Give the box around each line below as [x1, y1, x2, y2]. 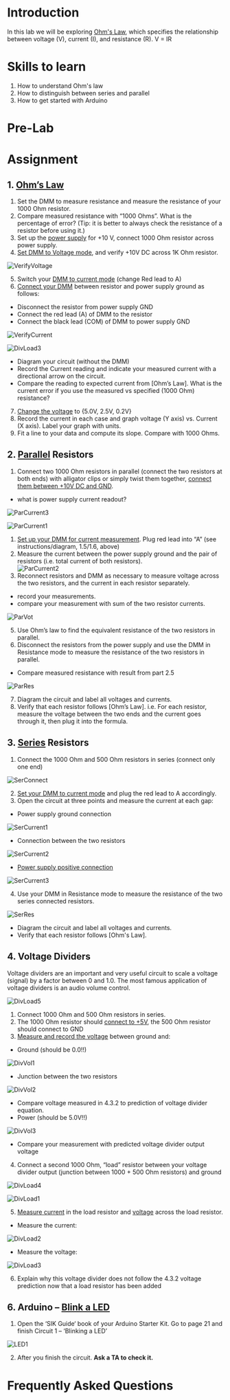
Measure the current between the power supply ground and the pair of [16, 550, 218, 558]
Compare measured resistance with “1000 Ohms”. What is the [16, 212, 192, 221]
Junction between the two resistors [16, 1072, 118, 1080]
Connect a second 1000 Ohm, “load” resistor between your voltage [16, 1160, 207, 1168]
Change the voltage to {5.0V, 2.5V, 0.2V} [16, 407, 132, 416]
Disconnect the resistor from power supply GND [16, 303, 153, 311]
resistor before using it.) [16, 227, 86, 235]
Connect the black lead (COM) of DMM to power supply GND [16, 317, 190, 326]
